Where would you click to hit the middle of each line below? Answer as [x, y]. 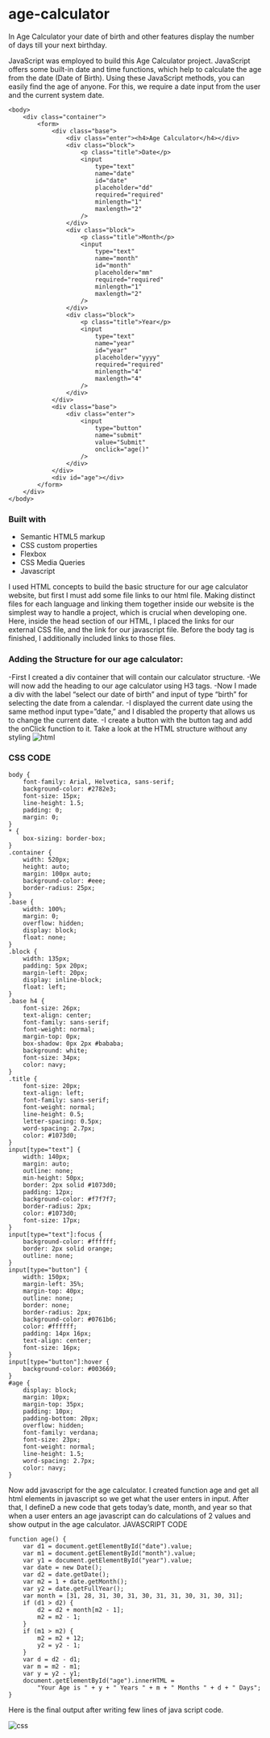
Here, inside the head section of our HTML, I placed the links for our [121, 621]
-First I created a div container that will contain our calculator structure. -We [134, 677]
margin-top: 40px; [54, 1291]
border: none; [46, 1305]
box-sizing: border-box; [64, 838]
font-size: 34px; [52, 1057]
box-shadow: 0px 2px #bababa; [74, 1044]
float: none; [45, 937]
